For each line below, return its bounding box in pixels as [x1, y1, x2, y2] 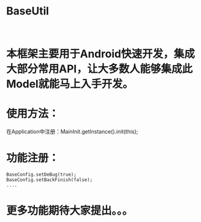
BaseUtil [6, 4, 49, 18]
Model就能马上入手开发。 [6, 77, 134, 91]
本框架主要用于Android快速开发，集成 [6, 47, 196, 61]
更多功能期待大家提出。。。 [6, 204, 134, 218]
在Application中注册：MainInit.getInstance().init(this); [6, 128, 138, 135]
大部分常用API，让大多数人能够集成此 [6, 62, 193, 76]
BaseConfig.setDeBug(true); [6, 171, 77, 177]
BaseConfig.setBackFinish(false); [6, 177, 93, 183]
